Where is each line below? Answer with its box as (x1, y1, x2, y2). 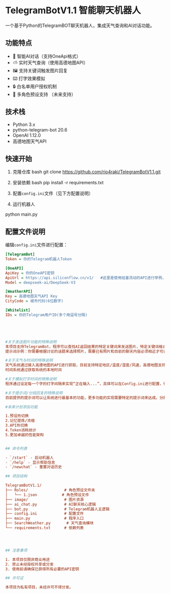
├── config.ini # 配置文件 (5, 511, 84, 516)
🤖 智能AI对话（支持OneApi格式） (12, 53, 81, 59)
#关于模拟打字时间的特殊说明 (5, 377, 57, 382)
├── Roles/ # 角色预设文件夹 (5, 488, 95, 493)
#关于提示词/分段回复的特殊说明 (5, 390, 63, 395)
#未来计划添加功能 (5, 404, 38, 409)
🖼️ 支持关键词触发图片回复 (12, 67, 68, 74)
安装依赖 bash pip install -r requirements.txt (12, 180, 104, 186)
